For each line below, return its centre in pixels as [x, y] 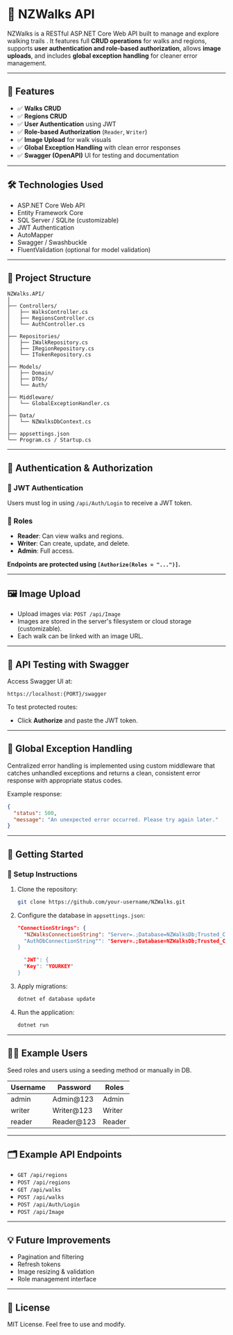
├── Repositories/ [34, 337]
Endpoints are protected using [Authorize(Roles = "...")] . [94, 564]
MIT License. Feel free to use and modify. [67, 1324]
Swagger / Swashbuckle [52, 242]
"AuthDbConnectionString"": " [67, 941]
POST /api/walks [41, 1198]
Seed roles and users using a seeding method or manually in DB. [100, 1070]
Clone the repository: [48, 889]
